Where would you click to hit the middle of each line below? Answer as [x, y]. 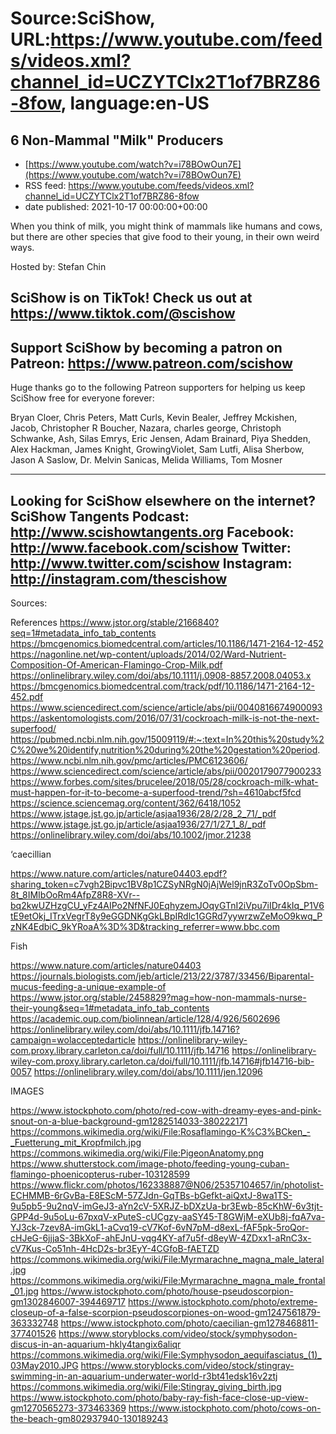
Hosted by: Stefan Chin [58, 266]
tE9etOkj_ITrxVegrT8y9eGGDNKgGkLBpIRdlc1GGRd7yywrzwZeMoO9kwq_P [166, 916]
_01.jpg [24, 1291]
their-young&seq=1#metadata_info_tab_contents [110, 1008]
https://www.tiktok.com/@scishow [123, 313]
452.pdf [27, 697]
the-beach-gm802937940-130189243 [89, 1419]
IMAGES [27, 1091]
